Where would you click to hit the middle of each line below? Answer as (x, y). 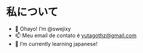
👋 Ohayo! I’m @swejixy (43, 29)
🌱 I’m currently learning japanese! (56, 44)
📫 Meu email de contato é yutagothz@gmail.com (76, 35)
